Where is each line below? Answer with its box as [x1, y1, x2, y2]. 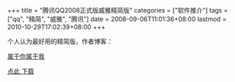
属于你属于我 [7, 52, 45, 60]
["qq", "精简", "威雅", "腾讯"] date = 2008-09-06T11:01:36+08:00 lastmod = [7, 15, 227, 23]
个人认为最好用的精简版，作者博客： [7, 37, 113, 46]
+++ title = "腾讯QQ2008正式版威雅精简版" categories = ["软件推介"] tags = [7, 6, 229, 14]
